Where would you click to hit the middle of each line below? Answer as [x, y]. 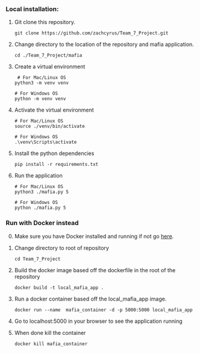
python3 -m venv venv [41, 83]
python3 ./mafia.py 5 [41, 192]
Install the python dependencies [54, 153]
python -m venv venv [40, 99]
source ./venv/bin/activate [49, 126]
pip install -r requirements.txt [56, 165]
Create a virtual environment [50, 67]
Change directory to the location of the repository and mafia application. [104, 45]
